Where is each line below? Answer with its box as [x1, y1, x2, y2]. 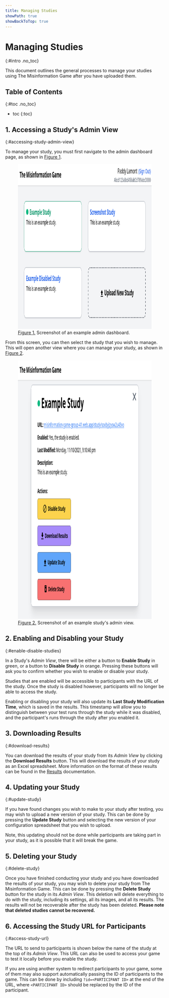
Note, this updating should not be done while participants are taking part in [5, 832, 161, 838]
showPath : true [5, 13, 37, 19]
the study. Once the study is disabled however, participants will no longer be [5, 683, 164, 689]
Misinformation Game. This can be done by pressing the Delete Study [5, 886, 151, 892]
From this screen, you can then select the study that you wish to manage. [5, 339, 158, 345]
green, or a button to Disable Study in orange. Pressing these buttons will [5, 662, 158, 669]
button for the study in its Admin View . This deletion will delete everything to [5, 891, 164, 898]
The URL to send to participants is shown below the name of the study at [5, 945, 157, 951]
